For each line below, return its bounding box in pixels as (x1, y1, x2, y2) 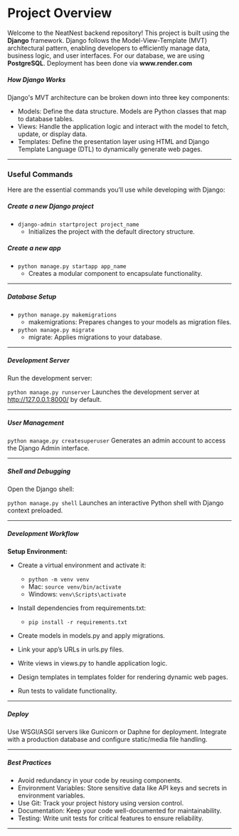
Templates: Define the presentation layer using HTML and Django (17, 137, 210, 145)
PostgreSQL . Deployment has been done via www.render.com (7, 58, 193, 67)
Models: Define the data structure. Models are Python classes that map (17, 107, 227, 115)
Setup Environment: (7, 547, 68, 555)
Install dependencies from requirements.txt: (17, 604, 147, 612)
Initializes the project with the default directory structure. (28, 227, 196, 236)
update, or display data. (17, 130, 87, 138)
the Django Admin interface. (7, 444, 90, 453)
